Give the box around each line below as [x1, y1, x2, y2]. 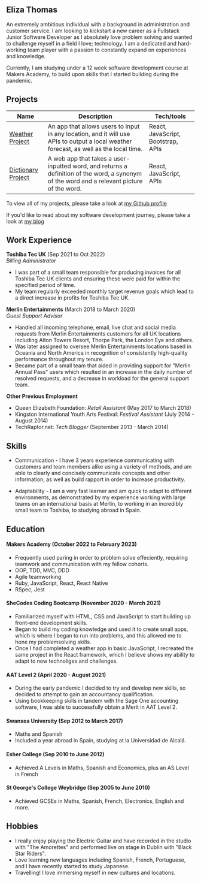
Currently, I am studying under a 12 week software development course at [6, 64, 188, 71]
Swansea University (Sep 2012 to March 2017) [6, 717, 124, 724]
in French [14, 770, 38, 778]
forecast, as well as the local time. [47, 144, 143, 153]
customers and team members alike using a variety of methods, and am [14, 463, 192, 470]
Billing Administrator [6, 257, 56, 264]
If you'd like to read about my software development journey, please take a [6, 211, 190, 218]
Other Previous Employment [6, 392, 78, 400]
